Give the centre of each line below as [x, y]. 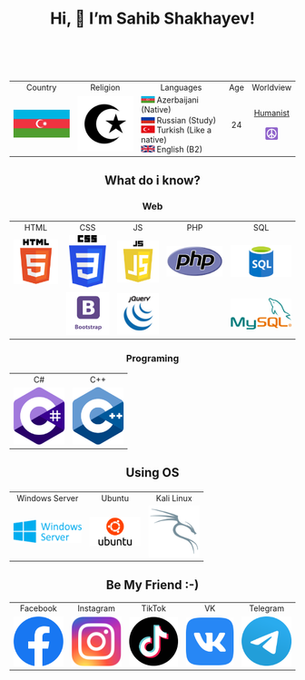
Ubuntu [115, 498]
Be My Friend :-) [152, 585]
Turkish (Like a [184, 130]
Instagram [96, 608]
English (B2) [180, 150]
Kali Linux [174, 498]
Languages [181, 87]
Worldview [272, 87]
